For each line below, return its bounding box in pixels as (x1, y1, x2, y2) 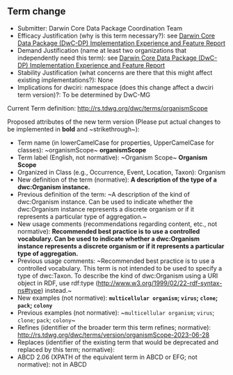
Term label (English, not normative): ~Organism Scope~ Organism (17, 153, 208, 161)
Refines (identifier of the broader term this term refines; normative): (17, 323, 211, 331)
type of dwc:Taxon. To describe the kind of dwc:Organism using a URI (17, 271, 218, 280)
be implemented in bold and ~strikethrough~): (7, 125, 140, 133)
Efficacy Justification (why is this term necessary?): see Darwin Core (17, 31, 216, 40)
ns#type (17, 286, 42, 294)
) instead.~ (40, 286, 72, 294)
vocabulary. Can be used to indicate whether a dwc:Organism (17, 234, 200, 243)
